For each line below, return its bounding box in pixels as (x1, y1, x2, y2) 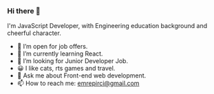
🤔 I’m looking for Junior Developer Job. (17, 57, 129, 65)
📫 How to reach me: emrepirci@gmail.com (17, 79, 140, 88)
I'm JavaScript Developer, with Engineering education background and (7, 22, 208, 30)
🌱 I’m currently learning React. (17, 49, 103, 58)
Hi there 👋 (7, 6, 41, 16)
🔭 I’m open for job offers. (17, 43, 88, 51)
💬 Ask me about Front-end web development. (17, 71, 147, 80)
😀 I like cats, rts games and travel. (17, 64, 116, 73)
